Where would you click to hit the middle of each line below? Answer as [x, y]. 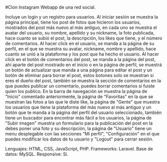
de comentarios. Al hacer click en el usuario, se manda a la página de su [80, 43]
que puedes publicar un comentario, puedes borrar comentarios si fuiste [80, 86]
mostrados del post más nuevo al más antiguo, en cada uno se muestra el [81, 27]
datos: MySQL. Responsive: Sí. [37, 154]
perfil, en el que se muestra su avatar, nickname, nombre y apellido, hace [81, 49]
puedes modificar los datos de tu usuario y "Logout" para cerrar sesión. [79, 139]
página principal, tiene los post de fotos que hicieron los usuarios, [73, 22]
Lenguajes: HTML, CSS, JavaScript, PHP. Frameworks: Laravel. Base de [79, 149]
